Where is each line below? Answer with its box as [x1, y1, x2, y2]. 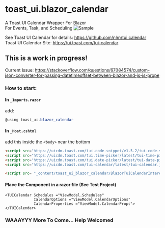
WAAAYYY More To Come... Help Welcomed [5, 217, 114, 224]
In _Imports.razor [5, 97, 41, 103]
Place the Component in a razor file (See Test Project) [5, 181, 117, 188]
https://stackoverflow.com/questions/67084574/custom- [34, 67, 150, 73]
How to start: [5, 85, 37, 92]
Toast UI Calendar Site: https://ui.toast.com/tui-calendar [5, 39, 119, 45]
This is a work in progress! [5, 54, 87, 63]
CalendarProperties [33, 201, 74, 206]
